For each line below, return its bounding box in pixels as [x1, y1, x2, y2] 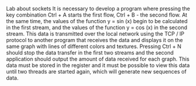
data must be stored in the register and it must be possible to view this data [6, 62, 190, 69]
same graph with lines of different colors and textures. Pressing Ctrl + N [6, 43, 182, 50]
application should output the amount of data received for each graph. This [6, 56, 189, 62]
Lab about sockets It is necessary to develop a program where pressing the [6, 5, 191, 12]
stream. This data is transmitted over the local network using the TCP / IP [6, 30, 185, 37]
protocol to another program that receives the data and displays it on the [6, 37, 184, 43]
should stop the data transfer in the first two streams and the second [6, 49, 174, 56]
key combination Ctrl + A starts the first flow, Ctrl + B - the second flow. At [6, 11, 188, 18]
